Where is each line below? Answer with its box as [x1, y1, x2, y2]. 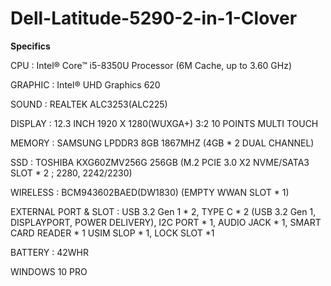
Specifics [10, 40, 51, 52]
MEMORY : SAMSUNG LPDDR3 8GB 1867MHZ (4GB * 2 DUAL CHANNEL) [10, 137, 315, 149]
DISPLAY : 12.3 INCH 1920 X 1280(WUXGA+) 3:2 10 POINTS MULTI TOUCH [10, 117, 319, 129]
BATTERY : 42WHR [10, 246, 89, 258]
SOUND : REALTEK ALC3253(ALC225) [10, 98, 168, 110]
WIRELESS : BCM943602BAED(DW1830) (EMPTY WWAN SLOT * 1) [10, 186, 290, 198]
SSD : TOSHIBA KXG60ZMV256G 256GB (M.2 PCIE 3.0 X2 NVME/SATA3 [10, 156, 310, 168]
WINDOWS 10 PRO [10, 265, 88, 277]
